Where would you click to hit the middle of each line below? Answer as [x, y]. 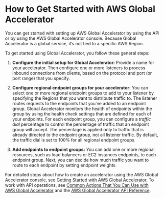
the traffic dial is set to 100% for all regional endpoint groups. [74, 140]
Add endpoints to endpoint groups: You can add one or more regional [83, 149]
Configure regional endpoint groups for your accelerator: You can [80, 87]
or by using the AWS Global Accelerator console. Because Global [71, 38]
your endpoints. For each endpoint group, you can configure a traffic [82, 119]
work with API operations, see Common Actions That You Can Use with [77, 185]
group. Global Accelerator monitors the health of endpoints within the [82, 109]
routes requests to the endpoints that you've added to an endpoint [79, 103]
